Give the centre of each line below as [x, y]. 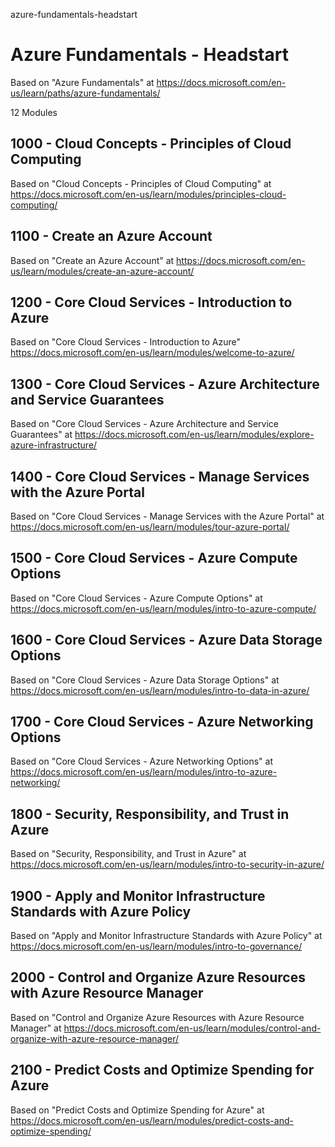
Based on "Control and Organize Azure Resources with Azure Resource [157, 1017]
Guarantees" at [41, 435]
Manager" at [36, 1028]
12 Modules [34, 112]
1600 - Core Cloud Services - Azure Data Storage [166, 640]
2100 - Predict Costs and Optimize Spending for [162, 1070]
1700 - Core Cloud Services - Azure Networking [162, 722]
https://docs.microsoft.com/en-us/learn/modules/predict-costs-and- [152, 1120]
